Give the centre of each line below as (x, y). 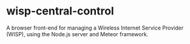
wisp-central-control (60, 11)
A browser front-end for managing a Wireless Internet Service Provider (95, 28)
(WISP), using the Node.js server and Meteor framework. (77, 34)
